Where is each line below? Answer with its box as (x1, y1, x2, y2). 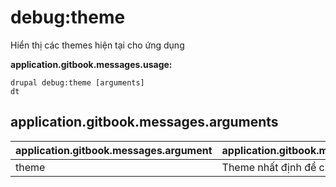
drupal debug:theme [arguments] (10, 77, 145, 88)
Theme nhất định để (221, 160, 317, 174)
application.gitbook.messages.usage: (10, 58, 173, 70)
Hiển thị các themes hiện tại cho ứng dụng (10, 39, 185, 51)
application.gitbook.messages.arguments (10, 114, 279, 131)
